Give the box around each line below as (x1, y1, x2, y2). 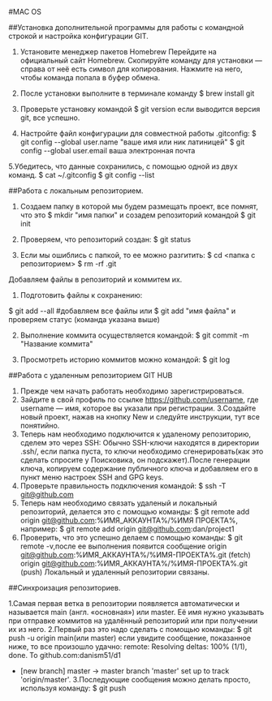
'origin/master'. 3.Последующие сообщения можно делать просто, (19, 675, 251, 684)
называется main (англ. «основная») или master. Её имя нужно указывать (8, 608, 265, 617)
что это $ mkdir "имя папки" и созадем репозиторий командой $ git (19, 210, 256, 220)
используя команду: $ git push (19, 683, 127, 693)
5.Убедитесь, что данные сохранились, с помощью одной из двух (8, 161, 238, 171)
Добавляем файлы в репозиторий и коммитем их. (8, 275, 183, 284)
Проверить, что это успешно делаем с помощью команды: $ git (19, 533, 244, 542)
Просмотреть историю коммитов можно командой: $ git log (19, 355, 231, 364)
